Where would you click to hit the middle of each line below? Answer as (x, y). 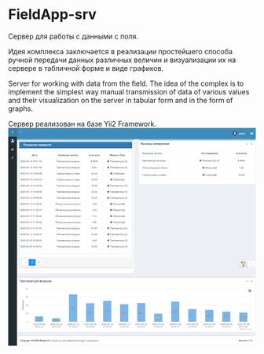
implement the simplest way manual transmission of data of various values (129, 91)
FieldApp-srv (52, 15)
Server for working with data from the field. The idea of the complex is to (126, 83)
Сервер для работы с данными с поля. (73, 36)
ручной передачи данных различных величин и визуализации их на (122, 60)
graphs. (20, 109)
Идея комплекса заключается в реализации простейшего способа (121, 51)
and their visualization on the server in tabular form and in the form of (121, 100)
